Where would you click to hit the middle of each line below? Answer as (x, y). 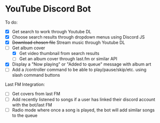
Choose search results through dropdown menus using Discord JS (78, 37)
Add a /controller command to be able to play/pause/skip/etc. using (79, 70)
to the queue (25, 115)
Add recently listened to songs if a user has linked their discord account (84, 99)
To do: (11, 22)
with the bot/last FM (32, 105)
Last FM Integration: (25, 84)
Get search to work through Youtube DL (52, 31)
